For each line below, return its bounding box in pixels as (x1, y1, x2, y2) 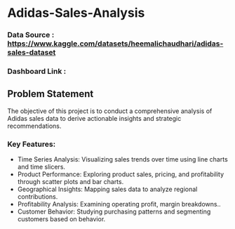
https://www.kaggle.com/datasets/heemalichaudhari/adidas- (7, 39, 224, 48)
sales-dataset (7, 48, 56, 58)
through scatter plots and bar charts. (17, 178, 124, 186)
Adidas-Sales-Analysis (7, 5, 145, 21)
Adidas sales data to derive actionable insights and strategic (7, 114, 182, 122)
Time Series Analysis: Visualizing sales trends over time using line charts (17, 155, 228, 164)
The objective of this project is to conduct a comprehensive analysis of (7, 107, 213, 115)
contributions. (17, 192, 58, 201)
